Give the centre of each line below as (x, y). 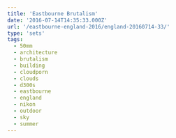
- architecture (36, 53)
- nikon (25, 105)
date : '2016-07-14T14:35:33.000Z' (58, 20)
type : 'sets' (26, 33)
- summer (26, 124)
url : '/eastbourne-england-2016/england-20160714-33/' (89, 26)
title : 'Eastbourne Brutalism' (53, 14)
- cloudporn (31, 72)
